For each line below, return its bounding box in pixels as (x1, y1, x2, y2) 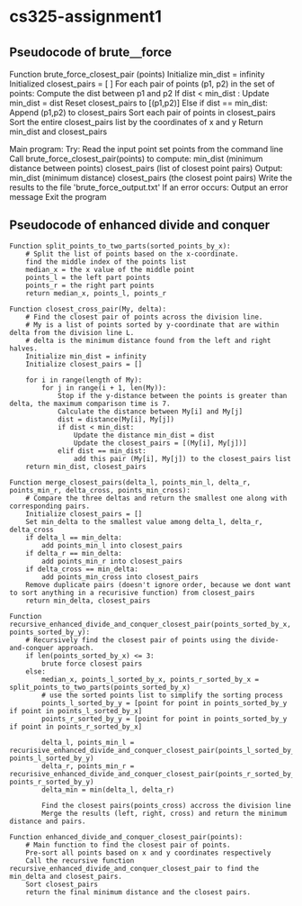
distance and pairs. (9, 817, 87, 826)
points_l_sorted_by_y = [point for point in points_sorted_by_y (41, 698, 288, 708)
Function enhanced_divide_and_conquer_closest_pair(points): (9, 832, 244, 841)
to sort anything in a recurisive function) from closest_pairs (9, 588, 255, 597)
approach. (57, 643, 94, 652)
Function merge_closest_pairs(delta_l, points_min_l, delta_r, (9, 477, 252, 487)
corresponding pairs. (9, 502, 91, 511)
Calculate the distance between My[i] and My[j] (57, 407, 244, 416)
